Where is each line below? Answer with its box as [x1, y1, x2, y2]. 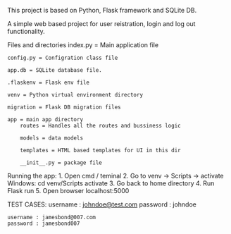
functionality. [7, 27, 46, 35]
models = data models [20, 135, 83, 142]
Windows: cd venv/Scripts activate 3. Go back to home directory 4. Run [7, 179, 215, 187]
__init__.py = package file [20, 159, 102, 166]
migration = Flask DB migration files [7, 104, 121, 111]
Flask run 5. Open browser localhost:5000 [7, 187, 130, 195]
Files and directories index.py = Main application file [7, 41, 159, 49]
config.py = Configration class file [7, 54, 118, 61]
